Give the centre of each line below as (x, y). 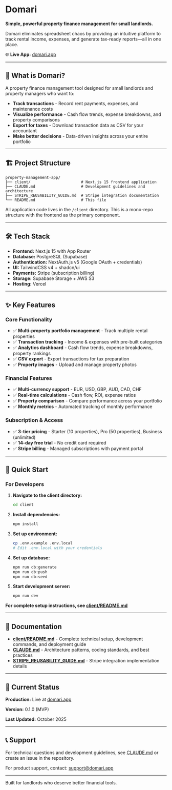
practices (23, 655)
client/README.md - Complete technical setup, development (78, 639)
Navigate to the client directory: (47, 495)
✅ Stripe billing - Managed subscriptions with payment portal (78, 448)
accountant (25, 130)
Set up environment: (35, 534)
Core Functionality (29, 319)
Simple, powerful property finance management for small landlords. (79, 24)
